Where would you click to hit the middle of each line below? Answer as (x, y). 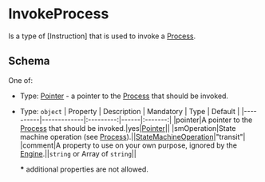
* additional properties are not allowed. (84, 169)
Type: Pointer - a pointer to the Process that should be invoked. (124, 96)
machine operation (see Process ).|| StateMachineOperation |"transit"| (132, 136)
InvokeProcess (59, 14)
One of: (21, 80)
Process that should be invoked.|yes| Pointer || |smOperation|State (128, 128)
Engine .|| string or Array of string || (78, 153)
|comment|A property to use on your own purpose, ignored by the (129, 145)
